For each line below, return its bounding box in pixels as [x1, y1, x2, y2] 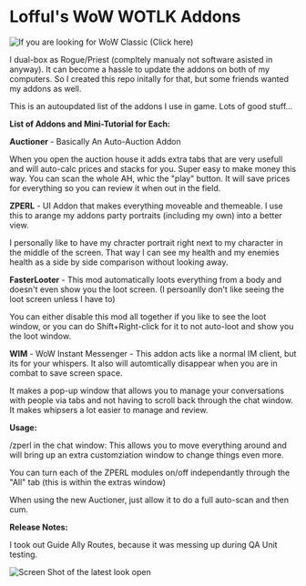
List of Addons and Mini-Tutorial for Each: [9, 118, 171, 129]
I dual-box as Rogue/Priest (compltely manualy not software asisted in [9, 54, 273, 65]
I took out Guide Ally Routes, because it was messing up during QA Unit [9, 539, 278, 550]
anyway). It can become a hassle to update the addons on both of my [9, 64, 270, 75]
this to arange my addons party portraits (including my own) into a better [9, 209, 282, 220]
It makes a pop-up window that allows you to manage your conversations [9, 385, 285, 396]
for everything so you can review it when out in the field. [9, 182, 221, 193]
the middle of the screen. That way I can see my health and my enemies [9, 247, 280, 258]
